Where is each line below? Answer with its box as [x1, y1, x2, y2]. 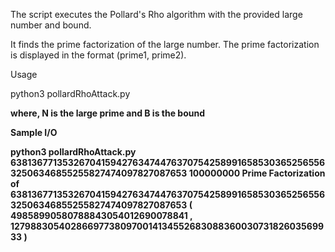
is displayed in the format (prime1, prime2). [10, 49, 187, 61]
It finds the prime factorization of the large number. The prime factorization [10, 39, 320, 50]
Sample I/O [10, 127, 58, 138]
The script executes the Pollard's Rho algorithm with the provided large [10, 9, 303, 20]
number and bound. [10, 19, 92, 31]
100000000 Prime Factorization [188, 167, 326, 179]
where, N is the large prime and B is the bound [10, 107, 205, 119]
